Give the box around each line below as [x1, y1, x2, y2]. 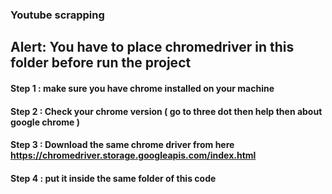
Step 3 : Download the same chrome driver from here [10, 139, 235, 151]
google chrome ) [10, 116, 80, 128]
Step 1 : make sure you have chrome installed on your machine [10, 82, 275, 94]
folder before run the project [10, 54, 192, 72]
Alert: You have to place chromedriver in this [10, 39, 295, 56]
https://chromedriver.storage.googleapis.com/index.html [10, 149, 257, 162]
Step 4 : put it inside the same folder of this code [10, 172, 217, 184]
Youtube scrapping [10, 8, 105, 22]
